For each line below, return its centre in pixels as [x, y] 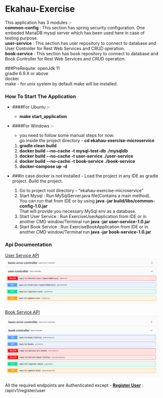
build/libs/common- [134, 201]
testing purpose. [21, 38]
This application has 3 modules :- [38, 22]
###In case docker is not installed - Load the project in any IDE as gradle [85, 176]
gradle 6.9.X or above [27, 73]
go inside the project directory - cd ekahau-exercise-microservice [87, 140]
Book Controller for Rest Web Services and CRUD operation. [65, 59]
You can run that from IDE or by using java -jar [66, 201]
